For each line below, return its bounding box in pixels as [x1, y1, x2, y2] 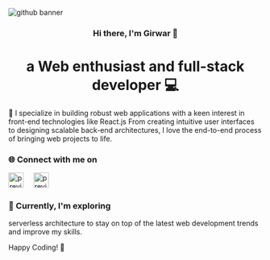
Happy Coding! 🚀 [8, 242, 65, 253]
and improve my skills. [8, 227, 83, 237]
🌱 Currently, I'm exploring [8, 200, 111, 212]
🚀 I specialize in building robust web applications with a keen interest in [8, 108, 245, 118]
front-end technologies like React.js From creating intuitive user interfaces [8, 117, 255, 126]
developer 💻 [91, 76, 180, 94]
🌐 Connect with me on [8, 154, 98, 165]
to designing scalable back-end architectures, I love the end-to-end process [8, 125, 262, 134]
